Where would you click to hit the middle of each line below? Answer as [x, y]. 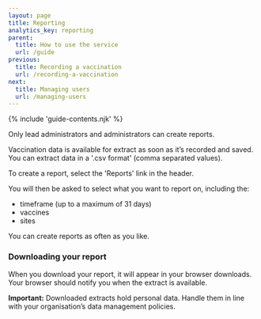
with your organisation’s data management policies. [92, 306]
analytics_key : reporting [51, 30]
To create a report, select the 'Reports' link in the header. [101, 173]
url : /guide [35, 52]
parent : [21, 38]
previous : [25, 60]
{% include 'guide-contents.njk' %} [66, 119]
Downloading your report [57, 256]
